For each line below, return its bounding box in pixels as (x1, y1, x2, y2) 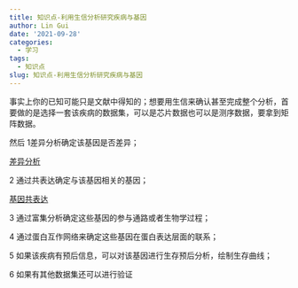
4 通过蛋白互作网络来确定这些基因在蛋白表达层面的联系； (9, 231, 219, 242)
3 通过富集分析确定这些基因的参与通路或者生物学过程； (9, 212, 211, 222)
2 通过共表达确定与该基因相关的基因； (9, 175, 149, 185)
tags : (9, 54, 29, 63)
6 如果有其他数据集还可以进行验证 (9, 269, 133, 279)
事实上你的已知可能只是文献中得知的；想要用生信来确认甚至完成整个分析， (9, 96, 281, 106)
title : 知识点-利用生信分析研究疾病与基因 (9, 12, 147, 22)
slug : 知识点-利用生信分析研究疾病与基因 (9, 71, 144, 80)
